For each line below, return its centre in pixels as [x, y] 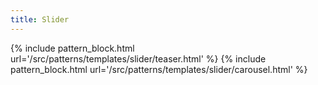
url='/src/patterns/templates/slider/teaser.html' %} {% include [138, 58]
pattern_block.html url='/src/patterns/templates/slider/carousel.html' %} [159, 69]
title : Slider [40, 19]
